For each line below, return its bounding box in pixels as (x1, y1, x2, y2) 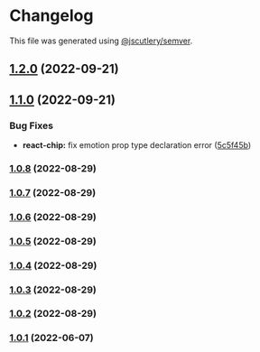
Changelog (9, 5, 94, 26)
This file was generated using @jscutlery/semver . (9, 35, 193, 46)
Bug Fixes (9, 119, 54, 132)
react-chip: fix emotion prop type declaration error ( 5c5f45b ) (22, 140, 251, 151)
